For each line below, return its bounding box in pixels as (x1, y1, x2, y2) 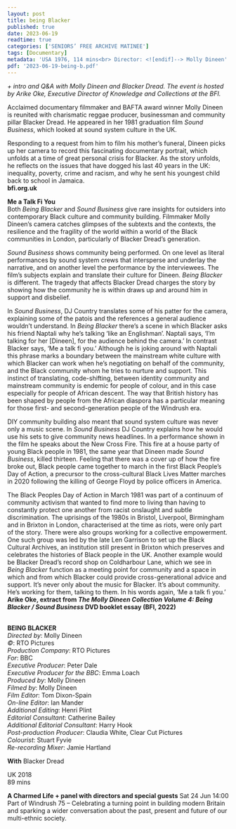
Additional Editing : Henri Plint (7, 705, 93, 714)
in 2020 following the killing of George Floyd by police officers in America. (7, 477, 222, 485)
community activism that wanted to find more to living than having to (7, 498, 206, 507)
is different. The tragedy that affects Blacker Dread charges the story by (7, 278, 216, 287)
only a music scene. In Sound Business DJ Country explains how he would (7, 424, 223, 433)
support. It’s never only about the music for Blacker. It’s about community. (7, 580, 221, 589)
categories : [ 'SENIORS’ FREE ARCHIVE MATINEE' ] (7, 43, 150, 50)
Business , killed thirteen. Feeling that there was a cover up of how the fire (7, 455, 220, 463)
